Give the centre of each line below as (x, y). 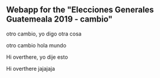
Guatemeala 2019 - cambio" (59, 19)
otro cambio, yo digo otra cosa (44, 34)
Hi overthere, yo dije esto (37, 57)
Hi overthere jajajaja (31, 68)
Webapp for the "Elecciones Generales (80, 10)
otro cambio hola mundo (36, 45)
